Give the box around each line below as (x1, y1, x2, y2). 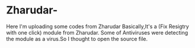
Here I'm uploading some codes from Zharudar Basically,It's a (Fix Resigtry (6, 23, 190, 30)
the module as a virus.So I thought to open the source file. (6, 35, 148, 42)
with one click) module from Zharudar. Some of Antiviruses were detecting (6, 29, 188, 36)
